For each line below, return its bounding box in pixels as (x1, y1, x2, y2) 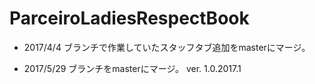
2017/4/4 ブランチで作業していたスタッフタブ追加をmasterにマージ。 (23, 41, 311, 53)
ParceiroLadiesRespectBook (9, 7, 250, 30)
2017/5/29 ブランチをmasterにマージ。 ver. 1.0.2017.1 (23, 62, 242, 74)
